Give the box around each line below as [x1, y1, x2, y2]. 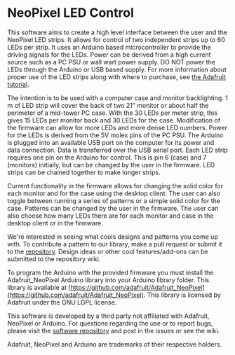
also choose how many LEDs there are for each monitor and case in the [7, 211, 214, 220]
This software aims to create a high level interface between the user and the [7, 28, 228, 36]
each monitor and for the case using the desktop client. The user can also [7, 189, 221, 197]
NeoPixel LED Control [7, 5, 135, 21]
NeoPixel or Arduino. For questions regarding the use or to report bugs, [7, 319, 213, 327]
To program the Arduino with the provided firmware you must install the [7, 268, 214, 277]
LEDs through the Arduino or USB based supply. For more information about [7, 65, 227, 74]
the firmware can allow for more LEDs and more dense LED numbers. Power [7, 123, 228, 132]
